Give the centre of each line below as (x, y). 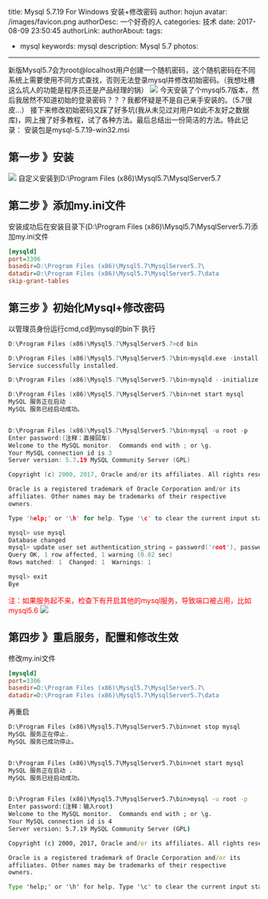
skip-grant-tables (39, 282)
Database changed (37, 540)
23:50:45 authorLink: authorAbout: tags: (97, 31)
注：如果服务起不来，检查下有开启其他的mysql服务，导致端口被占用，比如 (130, 600)
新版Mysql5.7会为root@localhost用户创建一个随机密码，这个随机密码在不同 (132, 70)
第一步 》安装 (41, 158)
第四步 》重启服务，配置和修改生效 (93, 638)
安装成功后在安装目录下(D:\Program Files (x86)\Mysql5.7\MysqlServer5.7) (130, 227)
